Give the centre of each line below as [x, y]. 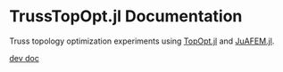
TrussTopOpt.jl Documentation [126, 16]
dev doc [25, 58]
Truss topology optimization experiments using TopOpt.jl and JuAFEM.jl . [142, 41]
